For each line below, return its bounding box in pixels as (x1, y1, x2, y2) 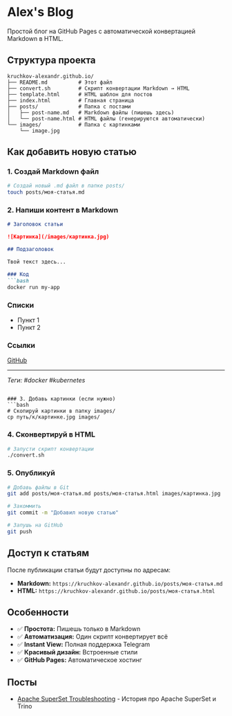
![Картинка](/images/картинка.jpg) (7, 233, 110, 241)
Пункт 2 (17, 323, 41, 331)
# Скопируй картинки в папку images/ (7, 407, 116, 415)
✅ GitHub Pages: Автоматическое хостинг (17, 656, 143, 664)
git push (7, 528, 32, 535)
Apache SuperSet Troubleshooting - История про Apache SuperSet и (17, 695, 216, 703)
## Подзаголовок (7, 246, 54, 253)
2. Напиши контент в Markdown (7, 205, 119, 215)
